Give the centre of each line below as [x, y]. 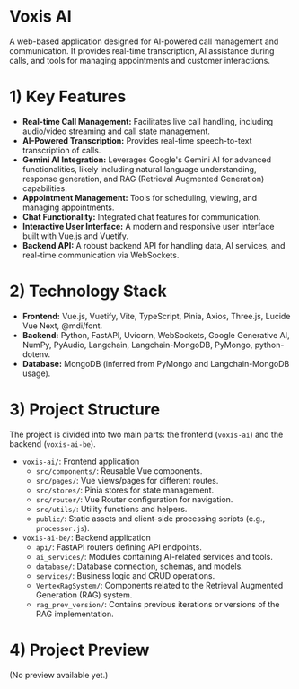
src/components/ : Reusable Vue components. [119, 471]
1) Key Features [68, 97]
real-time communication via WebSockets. [101, 255]
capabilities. [44, 188]
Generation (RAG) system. [84, 595]
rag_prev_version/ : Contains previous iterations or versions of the [158, 604]
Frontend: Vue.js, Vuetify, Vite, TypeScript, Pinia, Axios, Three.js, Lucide [156, 316]
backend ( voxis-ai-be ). [53, 444]
